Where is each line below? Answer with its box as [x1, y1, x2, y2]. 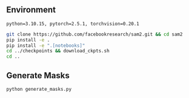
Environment [6, 5, 56, 15]
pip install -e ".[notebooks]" [6, 42, 85, 49]
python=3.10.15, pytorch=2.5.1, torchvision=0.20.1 [6, 20, 139, 26]
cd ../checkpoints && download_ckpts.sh [6, 48, 110, 54]
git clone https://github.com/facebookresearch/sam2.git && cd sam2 [6, 31, 183, 37]
